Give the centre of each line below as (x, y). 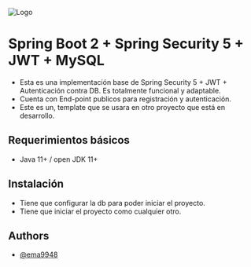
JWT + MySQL (56, 61)
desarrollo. (37, 115)
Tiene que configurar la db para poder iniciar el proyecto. (113, 203)
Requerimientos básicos (69, 140)
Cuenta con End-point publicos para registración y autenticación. (125, 99)
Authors (29, 236)
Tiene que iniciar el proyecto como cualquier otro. (100, 211)
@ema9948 (39, 254)
